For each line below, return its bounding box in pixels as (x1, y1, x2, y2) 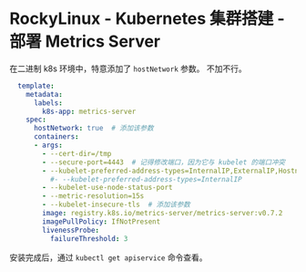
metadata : (25, 89, 64, 99)
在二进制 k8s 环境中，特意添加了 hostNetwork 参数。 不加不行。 (9, 63, 248, 74)
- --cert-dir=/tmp (42, 149, 112, 158)
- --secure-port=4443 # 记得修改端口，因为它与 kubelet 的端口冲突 (42, 157, 285, 167)
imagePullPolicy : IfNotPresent (42, 216, 161, 226)
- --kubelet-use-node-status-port (42, 183, 173, 193)
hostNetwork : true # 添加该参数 (33, 124, 154, 133)
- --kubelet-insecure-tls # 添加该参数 (42, 200, 191, 210)
